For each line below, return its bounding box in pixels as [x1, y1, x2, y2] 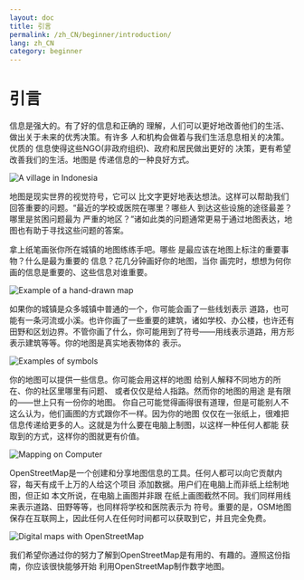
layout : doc [9, 13, 54, 23]
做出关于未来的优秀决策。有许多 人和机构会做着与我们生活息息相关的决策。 [9, 132, 290, 143]
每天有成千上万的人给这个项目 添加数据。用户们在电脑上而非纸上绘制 [24, 479, 281, 490]
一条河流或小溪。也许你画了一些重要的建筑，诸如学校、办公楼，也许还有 [24, 315, 295, 326]
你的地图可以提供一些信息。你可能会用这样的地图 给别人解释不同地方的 [9, 375, 273, 385]
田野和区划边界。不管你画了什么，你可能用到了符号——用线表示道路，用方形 [9, 327, 295, 338]
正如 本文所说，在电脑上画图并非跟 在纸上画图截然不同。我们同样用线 [33, 490, 291, 501]
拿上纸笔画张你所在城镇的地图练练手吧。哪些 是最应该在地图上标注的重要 [9, 244, 281, 255]
